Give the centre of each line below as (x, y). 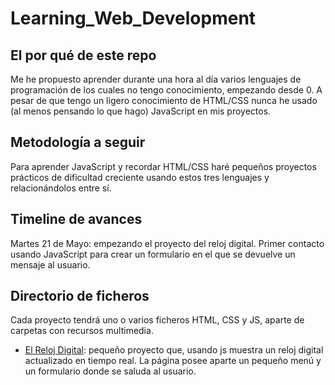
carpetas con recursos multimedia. (82, 331)
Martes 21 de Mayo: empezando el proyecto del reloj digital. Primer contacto (167, 243)
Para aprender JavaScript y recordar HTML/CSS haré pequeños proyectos (163, 166)
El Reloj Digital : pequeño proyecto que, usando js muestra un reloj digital (174, 350)
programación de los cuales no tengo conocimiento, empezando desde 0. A (166, 90)
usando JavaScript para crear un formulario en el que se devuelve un (153, 254)
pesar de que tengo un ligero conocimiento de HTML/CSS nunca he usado (164, 100)
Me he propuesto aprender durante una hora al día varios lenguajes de (156, 79)
